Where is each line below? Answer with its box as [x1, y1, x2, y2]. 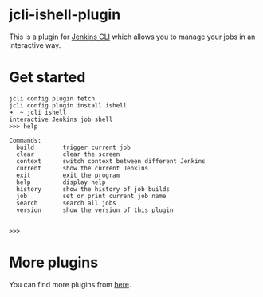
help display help [16, 178, 106, 186]
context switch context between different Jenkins [16, 157, 206, 165]
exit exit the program [16, 171, 120, 179]
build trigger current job [16, 143, 131, 151]
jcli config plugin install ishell [9, 101, 128, 109]
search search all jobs [16, 199, 116, 207]
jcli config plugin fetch [9, 94, 95, 103]
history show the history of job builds [16, 185, 171, 193]
